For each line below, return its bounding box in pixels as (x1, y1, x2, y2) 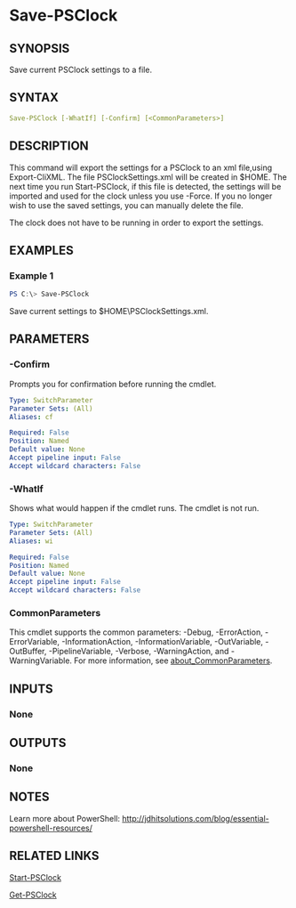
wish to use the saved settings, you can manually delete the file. (9, 199, 244, 210)
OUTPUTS (9, 735, 67, 750)
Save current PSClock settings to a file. (9, 64, 153, 75)
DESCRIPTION (9, 139, 89, 154)
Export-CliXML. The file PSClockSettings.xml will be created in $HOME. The (9, 171, 287, 182)
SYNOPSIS (9, 41, 70, 56)
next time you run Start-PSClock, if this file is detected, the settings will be (9, 181, 282, 191)
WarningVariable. (9, 655, 73, 666)
